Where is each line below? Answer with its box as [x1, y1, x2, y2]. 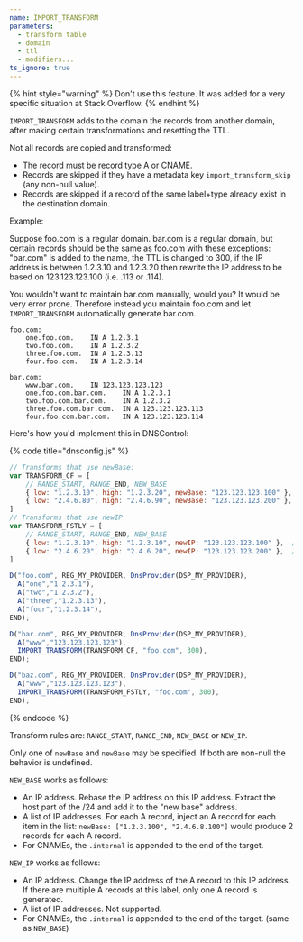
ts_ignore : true [9, 64, 70, 73]
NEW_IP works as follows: [9, 857, 101, 868]
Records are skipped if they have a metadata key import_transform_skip [22, 169, 291, 180]
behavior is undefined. [9, 756, 93, 767]
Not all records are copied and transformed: [9, 142, 173, 153]
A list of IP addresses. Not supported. [22, 903, 162, 914]
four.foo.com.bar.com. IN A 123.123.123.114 [25, 412, 204, 421]
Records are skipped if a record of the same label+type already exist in [22, 188, 287, 199]
